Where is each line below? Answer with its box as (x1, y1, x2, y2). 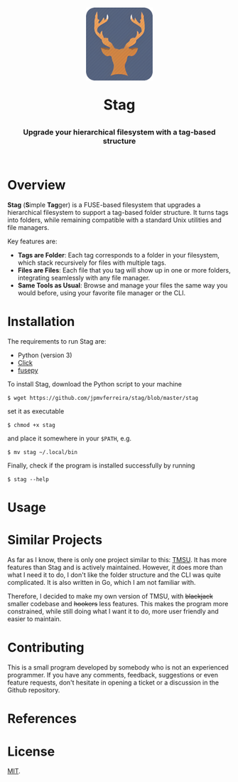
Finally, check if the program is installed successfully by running (7, 461, 195, 470)
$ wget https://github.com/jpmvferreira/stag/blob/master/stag (7, 395, 199, 402)
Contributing (7, 640, 85, 656)
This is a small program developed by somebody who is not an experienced (7, 663, 229, 672)
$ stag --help (7, 476, 50, 483)
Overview (7, 177, 66, 194)
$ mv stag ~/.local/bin (7, 449, 78, 456)
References (7, 711, 77, 727)
